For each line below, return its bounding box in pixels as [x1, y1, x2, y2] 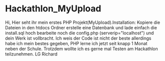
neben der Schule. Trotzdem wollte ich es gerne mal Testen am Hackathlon [5, 46, 158, 52]
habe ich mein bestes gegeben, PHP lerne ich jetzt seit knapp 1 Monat [5, 40, 148, 46]
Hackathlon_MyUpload [5, 3, 101, 14]
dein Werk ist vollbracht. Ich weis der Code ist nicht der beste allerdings [5, 35, 152, 41]
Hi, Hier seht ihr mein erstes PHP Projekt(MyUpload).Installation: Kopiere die [5, 19, 161, 25]
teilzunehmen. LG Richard [5, 51, 58, 57]
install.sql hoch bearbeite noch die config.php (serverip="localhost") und [5, 30, 154, 36]
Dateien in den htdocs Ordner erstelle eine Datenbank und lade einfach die [5, 24, 157, 30]
